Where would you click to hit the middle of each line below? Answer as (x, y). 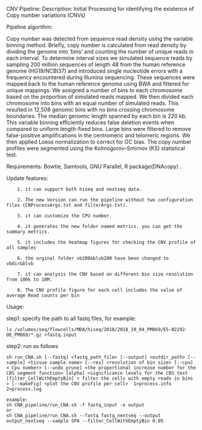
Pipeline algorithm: (30, 27)
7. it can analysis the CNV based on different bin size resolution (105, 274)
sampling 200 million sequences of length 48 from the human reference (96, 64)
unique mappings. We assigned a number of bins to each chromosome (94, 90)
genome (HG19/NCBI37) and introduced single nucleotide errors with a (94, 71)
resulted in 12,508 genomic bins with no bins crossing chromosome (90, 109)
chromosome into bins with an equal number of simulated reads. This (93, 103)
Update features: (27, 178)
